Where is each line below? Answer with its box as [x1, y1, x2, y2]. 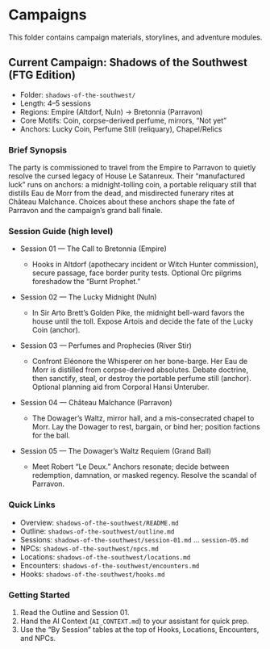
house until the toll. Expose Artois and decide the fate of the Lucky [31, 316, 254, 326]
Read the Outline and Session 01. [19, 607, 131, 617]
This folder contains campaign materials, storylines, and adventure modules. [8, 32, 263, 42]
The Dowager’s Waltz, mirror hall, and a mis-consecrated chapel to [31, 413, 255, 423]
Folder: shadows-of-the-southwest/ [19, 90, 136, 99]
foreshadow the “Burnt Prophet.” [31, 277, 141, 287]
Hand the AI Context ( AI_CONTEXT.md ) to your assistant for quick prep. [19, 616, 250, 626]
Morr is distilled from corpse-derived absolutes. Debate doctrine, [31, 365, 248, 375]
